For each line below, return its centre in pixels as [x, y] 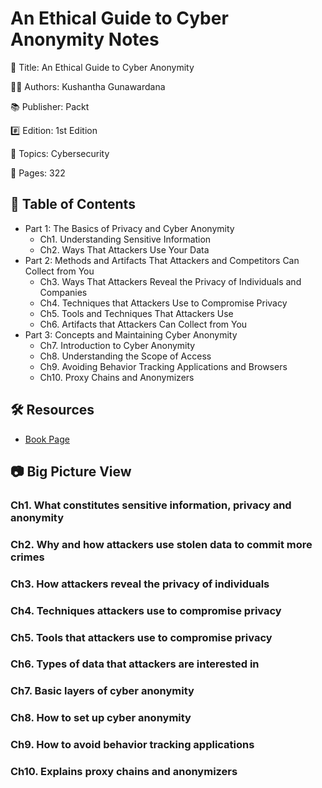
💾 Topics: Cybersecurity [60, 153]
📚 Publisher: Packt [50, 106]
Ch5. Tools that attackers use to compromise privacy [141, 637]
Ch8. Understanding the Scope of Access [125, 356]
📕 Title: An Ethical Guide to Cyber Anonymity [102, 67]
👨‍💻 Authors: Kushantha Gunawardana [88, 86]
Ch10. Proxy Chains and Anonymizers [117, 377]
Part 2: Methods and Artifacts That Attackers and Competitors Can [162, 260]
